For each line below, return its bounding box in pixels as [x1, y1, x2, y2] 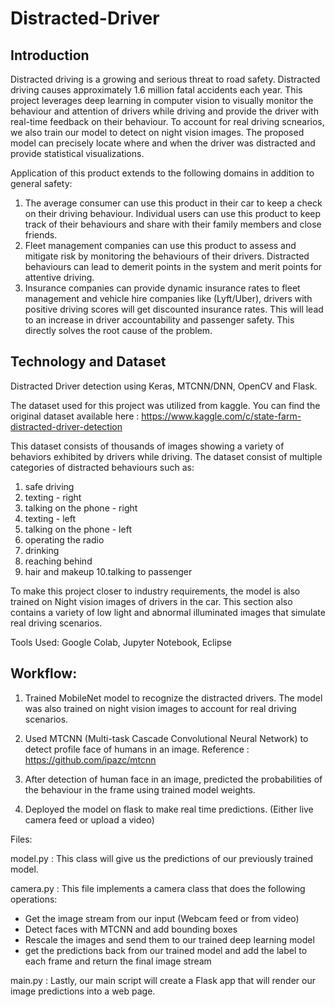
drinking [24, 544, 60, 556]
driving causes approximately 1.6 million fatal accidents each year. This [10, 84, 303, 96]
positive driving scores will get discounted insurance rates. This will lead [24, 303, 324, 315]
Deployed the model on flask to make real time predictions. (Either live [24, 803, 314, 815]
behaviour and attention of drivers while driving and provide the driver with [10, 105, 319, 117]
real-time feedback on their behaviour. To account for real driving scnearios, [10, 116, 325, 127]
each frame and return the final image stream [24, 955, 212, 967]
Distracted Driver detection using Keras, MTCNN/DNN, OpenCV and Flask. [10, 380, 318, 392]
